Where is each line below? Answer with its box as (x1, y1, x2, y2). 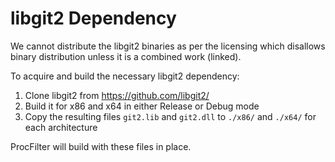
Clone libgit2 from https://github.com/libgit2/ (24, 89, 210, 101)
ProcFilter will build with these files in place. (10, 140, 192, 152)
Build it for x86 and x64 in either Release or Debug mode (24, 100, 260, 112)
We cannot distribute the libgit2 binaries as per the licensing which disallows (10, 40, 326, 52)
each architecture (24, 121, 98, 133)
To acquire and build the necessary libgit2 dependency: (10, 70, 240, 82)
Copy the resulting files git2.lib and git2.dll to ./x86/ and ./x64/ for (24, 110, 317, 122)
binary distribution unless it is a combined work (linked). (10, 50, 242, 62)
